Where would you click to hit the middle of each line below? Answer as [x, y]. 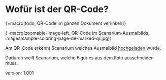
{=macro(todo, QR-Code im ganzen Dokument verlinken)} [66, 23]
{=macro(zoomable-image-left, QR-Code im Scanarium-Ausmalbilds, [77, 33]
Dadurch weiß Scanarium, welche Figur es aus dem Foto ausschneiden [79, 58]
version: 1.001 [20, 73]
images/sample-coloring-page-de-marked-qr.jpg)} [58, 38]
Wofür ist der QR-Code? [57, 9]
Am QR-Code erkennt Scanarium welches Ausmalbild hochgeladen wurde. [83, 48]
